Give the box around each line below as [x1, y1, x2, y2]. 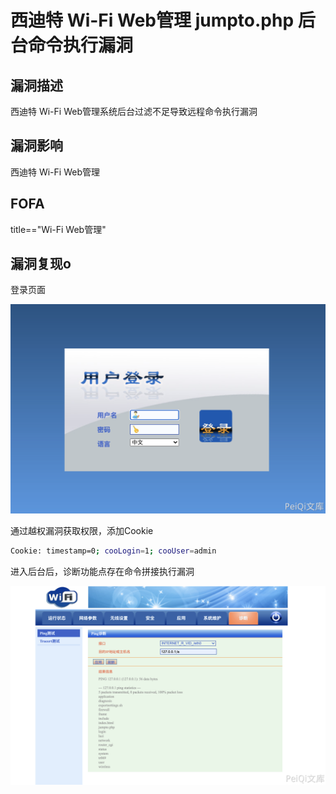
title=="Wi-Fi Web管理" [10, 223, 107, 235]
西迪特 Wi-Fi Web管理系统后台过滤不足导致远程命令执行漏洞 [10, 106, 258, 117]
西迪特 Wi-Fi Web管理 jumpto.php [10, 9, 295, 32]
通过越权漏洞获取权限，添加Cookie [10, 524, 154, 536]
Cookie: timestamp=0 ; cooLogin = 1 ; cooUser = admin [10, 546, 217, 556]
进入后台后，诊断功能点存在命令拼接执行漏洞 [10, 565, 195, 577]
